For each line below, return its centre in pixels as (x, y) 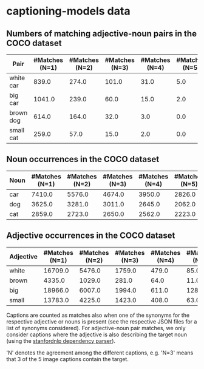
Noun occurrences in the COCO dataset (83, 159)
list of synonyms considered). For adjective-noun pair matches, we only (96, 328)
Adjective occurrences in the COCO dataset (91, 236)
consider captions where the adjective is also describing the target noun (97, 334)
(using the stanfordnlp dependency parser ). (61, 340)
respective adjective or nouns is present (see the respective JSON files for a (102, 321)
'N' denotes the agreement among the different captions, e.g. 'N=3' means (100, 353)
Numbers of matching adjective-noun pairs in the (102, 34)
